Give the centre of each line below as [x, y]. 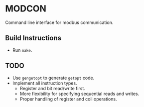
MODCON [26, 9]
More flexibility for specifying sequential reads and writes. [79, 94]
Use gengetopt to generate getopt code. [53, 78]
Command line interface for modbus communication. [59, 22]
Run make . [22, 50]
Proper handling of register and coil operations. [68, 99]
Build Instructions [33, 38]
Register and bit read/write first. [53, 88]
